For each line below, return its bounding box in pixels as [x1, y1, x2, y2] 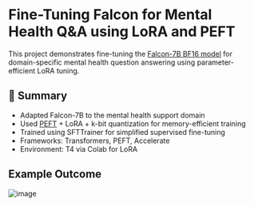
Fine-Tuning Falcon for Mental [8, 6, 212, 24]
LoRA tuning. [37, 65, 80, 75]
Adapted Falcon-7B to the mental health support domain [19, 110, 205, 120]
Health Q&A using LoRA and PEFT [8, 22, 236, 41]
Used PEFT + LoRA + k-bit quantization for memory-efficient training [19, 118, 246, 129]
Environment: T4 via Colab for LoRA [19, 144, 138, 153]
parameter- [196, 57, 234, 67]
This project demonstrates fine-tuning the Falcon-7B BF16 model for [8, 49, 233, 58]
